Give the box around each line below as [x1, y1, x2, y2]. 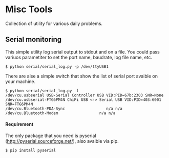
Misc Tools [5, 4, 53, 15]
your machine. [5, 78, 36, 85]
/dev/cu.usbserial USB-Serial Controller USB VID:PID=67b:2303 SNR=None [5, 93, 164, 98]
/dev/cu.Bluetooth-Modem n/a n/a [5, 111, 116, 116]
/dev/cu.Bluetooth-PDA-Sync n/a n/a [5, 106, 123, 111]
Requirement [5, 121, 34, 127]
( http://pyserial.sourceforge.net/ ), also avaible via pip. [5, 138, 119, 144]
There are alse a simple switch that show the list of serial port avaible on [5, 73, 158, 79]
